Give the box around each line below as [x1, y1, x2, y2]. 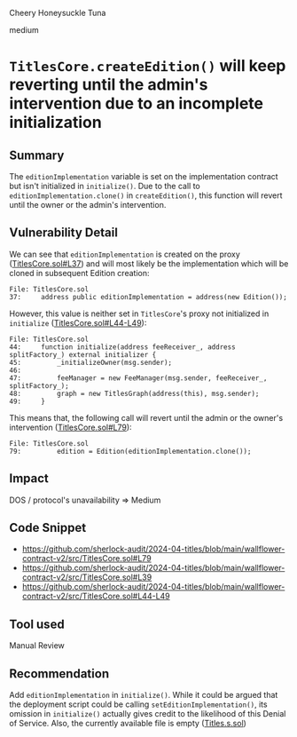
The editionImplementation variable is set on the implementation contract [9, 171, 278, 181]
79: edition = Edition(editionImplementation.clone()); [9, 447, 252, 456]
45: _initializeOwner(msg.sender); [9, 358, 173, 367]
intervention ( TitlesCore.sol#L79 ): [9, 422, 132, 432]
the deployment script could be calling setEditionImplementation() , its [9, 699, 268, 709]
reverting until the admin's [9, 75, 208, 95]
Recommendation [9, 666, 109, 681]
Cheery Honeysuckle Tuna [9, 8, 106, 18]
